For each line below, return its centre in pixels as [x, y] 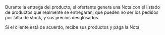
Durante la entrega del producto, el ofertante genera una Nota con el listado [82, 7]
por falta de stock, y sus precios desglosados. [52, 17]
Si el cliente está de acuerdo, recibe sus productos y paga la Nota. [73, 27]
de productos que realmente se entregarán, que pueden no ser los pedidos [82, 12]
